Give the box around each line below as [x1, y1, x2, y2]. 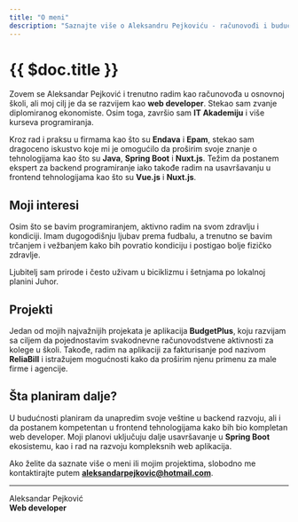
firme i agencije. [9, 363, 68, 374]
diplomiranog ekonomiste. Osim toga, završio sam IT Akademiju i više [9, 107, 265, 118]
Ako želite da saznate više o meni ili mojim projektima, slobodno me [9, 458, 256, 469]
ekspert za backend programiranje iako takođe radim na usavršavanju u [9, 162, 271, 173]
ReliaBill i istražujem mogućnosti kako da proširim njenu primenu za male [9, 354, 277, 365]
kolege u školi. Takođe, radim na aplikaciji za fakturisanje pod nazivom [9, 344, 266, 355]
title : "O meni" [9, 12, 69, 22]
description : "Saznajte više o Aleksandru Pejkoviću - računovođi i [9, 21, 268, 30]
